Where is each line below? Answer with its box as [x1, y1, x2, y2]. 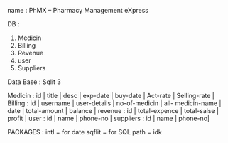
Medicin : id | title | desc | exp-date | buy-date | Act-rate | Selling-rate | [7, 92, 215, 100]
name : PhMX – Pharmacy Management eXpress [7, 6, 149, 14]
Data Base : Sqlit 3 [7, 78, 62, 86]
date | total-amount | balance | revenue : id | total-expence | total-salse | [7, 107, 219, 115]
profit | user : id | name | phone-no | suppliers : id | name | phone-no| [7, 114, 210, 122]
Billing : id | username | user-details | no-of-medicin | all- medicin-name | [7, 99, 222, 107]
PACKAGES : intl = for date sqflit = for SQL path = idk [7, 128, 162, 136]
